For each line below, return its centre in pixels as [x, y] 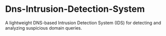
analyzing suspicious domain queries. [44, 28]
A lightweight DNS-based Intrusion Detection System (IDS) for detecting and [83, 23]
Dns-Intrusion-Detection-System [75, 9]
